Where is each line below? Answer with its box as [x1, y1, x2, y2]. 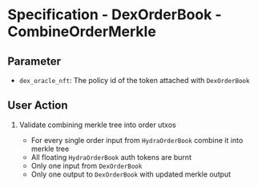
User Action [7, 98, 69, 113]
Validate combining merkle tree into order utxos [18, 120, 177, 129]
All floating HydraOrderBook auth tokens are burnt [30, 152, 191, 161]
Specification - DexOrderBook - [7, 6, 222, 24]
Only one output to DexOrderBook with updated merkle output [30, 169, 232, 179]
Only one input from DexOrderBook [30, 161, 143, 170]
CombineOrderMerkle [7, 22, 157, 41]
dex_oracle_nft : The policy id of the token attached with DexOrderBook [18, 76, 250, 85]
